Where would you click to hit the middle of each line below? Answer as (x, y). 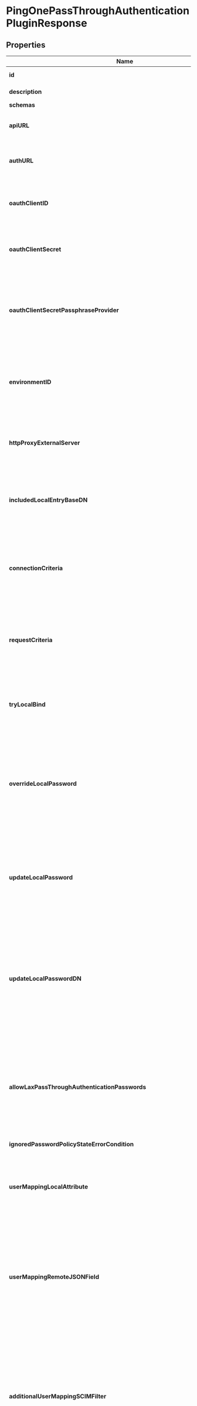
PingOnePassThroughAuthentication (98, 11)
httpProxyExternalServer (45, 443)
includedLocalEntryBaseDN (48, 500)
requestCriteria (31, 640)
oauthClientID (29, 203)
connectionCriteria (36, 568)
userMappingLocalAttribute (49, 1187)
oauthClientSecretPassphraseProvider (64, 310)
